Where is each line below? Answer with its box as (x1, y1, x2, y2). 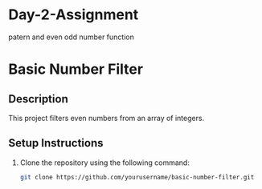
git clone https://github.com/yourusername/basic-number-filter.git (19, 173, 255, 181)
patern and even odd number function (8, 32, 134, 42)
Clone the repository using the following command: (19, 158, 190, 167)
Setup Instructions (8, 136, 104, 150)
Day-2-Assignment (8, 6, 139, 24)
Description (8, 92, 68, 106)
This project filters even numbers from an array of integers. (8, 113, 205, 123)
